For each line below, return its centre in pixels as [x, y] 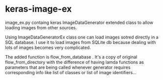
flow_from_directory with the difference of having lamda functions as [75, 62]
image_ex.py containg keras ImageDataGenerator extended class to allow [79, 22]
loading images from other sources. [41, 27]
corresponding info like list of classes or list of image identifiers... [71, 72]
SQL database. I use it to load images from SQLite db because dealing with [81, 42]
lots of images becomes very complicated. [48, 47]
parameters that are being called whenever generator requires [68, 67]
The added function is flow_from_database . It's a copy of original [71, 57]
